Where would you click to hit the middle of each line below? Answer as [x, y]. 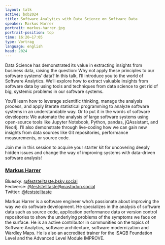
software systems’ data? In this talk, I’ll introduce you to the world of [74, 76]
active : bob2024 [22, 14]
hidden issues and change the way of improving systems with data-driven [80, 152]
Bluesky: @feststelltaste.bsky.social [41, 181]
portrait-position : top [30, 33]
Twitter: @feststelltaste [29, 192]
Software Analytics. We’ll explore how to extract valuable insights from [77, 81]
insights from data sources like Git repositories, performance [67, 132]
